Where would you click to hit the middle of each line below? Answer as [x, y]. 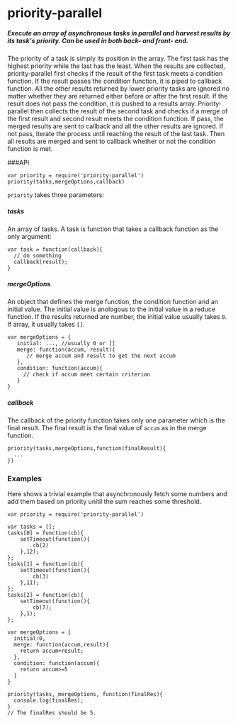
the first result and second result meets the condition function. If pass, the [116, 119]
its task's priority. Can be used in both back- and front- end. [98, 40]
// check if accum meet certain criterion [87, 375]
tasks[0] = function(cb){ [45, 533]
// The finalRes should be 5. [52, 713]
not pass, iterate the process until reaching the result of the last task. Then [116, 134]
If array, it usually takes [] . [46, 325]
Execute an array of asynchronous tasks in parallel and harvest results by [119, 33]
